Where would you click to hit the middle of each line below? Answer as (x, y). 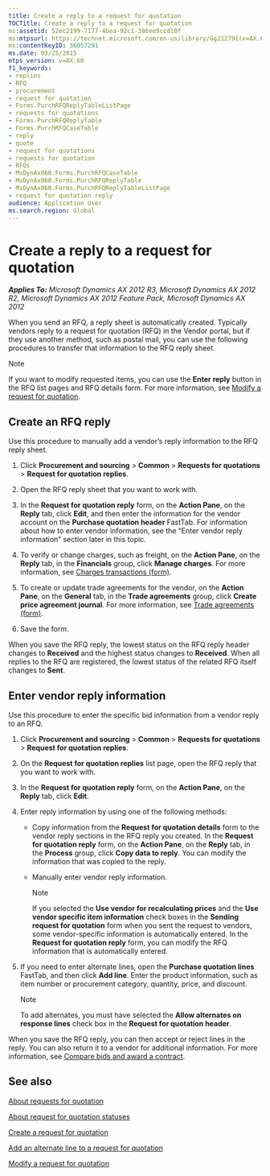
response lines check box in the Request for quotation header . (125, 1023)
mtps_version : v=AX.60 (46, 61)
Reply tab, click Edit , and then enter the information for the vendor (130, 514)
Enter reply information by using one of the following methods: (123, 811)
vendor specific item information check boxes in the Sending (135, 917)
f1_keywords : (30, 68)
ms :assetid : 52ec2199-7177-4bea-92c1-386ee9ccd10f (95, 31)
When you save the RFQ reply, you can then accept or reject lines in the (127, 1039)
